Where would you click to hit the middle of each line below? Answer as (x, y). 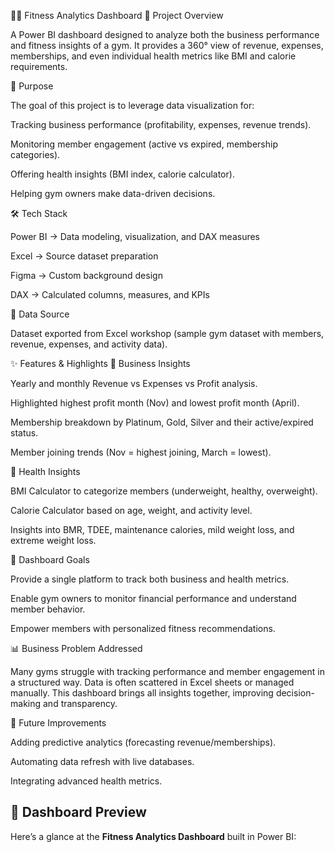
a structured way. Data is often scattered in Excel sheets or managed (152, 682)
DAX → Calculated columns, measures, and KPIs (110, 294)
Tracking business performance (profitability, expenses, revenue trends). (161, 124)
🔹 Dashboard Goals (50, 559)
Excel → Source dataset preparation (84, 256)
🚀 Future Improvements (58, 723)
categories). (35, 154)
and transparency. (80, 703)
